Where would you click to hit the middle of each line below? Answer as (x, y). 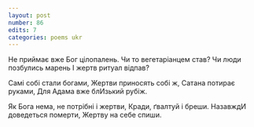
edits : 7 (22, 30)
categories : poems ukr (45, 37)
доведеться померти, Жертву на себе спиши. (85, 115)
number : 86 (26, 23)
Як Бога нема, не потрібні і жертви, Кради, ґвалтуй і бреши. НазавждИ (127, 107)
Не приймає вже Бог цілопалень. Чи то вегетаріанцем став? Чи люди (125, 60)
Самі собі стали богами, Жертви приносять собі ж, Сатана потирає (122, 83)
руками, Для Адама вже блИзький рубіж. (78, 92)
